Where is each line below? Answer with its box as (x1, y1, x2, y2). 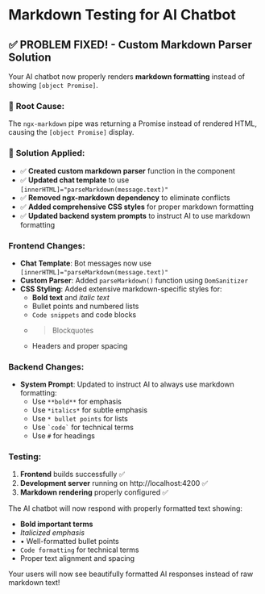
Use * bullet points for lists (31, 414, 129, 424)
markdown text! (8, 578, 60, 588)
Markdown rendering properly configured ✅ (19, 487, 169, 497)
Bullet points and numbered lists (31, 301, 139, 311)
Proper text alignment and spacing (19, 554, 135, 563)
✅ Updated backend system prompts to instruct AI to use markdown (19, 211, 251, 220)
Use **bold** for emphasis (31, 397, 122, 407)
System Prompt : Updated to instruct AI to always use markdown (19, 379, 235, 389)
